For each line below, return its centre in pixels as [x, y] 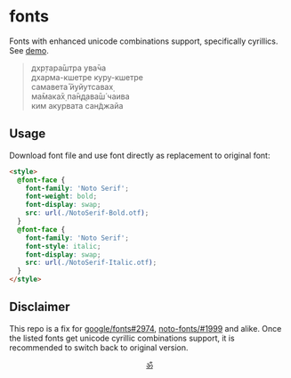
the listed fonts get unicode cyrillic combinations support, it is [122, 338]
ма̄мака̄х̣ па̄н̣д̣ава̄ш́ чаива [81, 96]
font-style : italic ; [63, 246]
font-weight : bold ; [61, 197]
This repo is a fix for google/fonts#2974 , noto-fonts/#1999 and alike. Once [145, 328]
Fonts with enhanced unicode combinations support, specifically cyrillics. [144, 41]
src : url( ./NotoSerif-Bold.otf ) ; [87, 213]
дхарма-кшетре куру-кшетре [87, 77]
